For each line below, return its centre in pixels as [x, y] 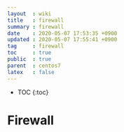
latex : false [31, 72]
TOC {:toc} [33, 92]
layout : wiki [29, 14]
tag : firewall [36, 46]
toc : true [29, 53]
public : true [29, 59]
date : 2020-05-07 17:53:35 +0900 [62, 33]
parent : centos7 [34, 66]
